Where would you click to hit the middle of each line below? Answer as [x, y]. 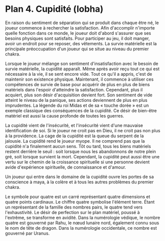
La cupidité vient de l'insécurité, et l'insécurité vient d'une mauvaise [74, 125]
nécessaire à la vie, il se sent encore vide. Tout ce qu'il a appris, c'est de [79, 74]
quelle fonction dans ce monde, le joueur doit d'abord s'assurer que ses [78, 33]
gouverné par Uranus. [28, 233]
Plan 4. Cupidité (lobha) [54, 9]
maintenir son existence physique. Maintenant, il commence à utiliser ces [79, 79]
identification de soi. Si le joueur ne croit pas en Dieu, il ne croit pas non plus [83, 130]
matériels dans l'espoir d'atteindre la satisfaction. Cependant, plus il [74, 90]
